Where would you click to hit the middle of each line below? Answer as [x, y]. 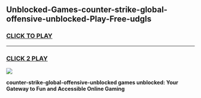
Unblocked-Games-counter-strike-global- [87, 10]
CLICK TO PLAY [29, 36]
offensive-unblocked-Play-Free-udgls [79, 19]
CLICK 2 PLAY [27, 58]
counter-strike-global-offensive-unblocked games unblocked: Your [92, 82]
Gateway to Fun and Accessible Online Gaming [66, 88]
